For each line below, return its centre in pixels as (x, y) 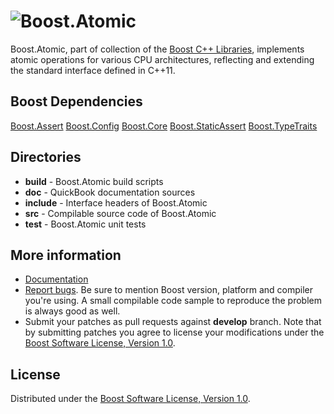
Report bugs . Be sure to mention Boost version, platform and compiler (168, 290)
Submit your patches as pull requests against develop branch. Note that (173, 322)
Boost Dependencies (76, 101)
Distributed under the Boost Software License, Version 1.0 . (130, 399)
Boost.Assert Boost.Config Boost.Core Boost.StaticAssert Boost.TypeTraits (164, 126)
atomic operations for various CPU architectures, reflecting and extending (162, 59)
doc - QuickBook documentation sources (110, 192)
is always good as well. (72, 311)
